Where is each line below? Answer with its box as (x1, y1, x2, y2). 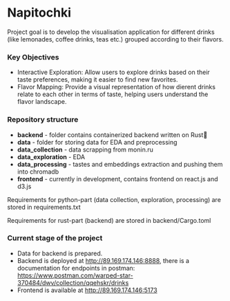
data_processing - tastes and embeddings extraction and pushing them (17, 160, 223, 168)
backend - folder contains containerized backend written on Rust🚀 (17, 130, 208, 139)
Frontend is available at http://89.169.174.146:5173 (17, 286, 157, 294)
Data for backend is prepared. (17, 249, 103, 257)
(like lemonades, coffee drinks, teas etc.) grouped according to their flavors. (7, 35, 224, 43)
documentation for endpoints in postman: (17, 264, 135, 272)
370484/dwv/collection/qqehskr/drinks (17, 278, 129, 286)
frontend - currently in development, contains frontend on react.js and (17, 174, 218, 183)
